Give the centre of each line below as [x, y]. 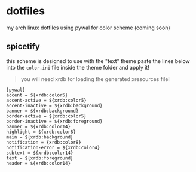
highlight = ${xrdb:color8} [41, 132]
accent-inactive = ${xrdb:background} [54, 105]
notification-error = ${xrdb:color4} [53, 147]
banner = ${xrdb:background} [42, 111]
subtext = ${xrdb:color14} [40, 153]
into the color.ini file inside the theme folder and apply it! [78, 67]
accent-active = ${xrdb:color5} [46, 100]
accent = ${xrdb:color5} [37, 95]
